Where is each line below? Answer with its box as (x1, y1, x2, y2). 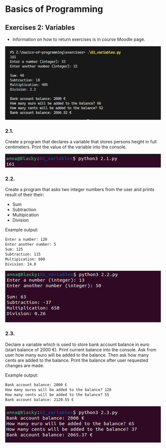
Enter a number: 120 (5, 237, 48, 242)
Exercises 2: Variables (5, 23, 75, 32)
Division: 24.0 (5, 262, 37, 267)
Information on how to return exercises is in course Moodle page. (12, 36, 146, 42)
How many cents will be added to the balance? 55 (5, 392, 110, 397)
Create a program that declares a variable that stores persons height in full (5, 139, 157, 144)
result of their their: (5, 192, 44, 198)
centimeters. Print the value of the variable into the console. (5, 144, 127, 150)
